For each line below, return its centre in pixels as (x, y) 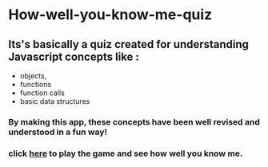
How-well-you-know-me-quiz (110, 15)
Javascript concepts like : (74, 56)
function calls (42, 93)
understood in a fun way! (58, 132)
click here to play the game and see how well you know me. (126, 153)
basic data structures (55, 101)
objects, (33, 76)
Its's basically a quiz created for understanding (129, 44)
